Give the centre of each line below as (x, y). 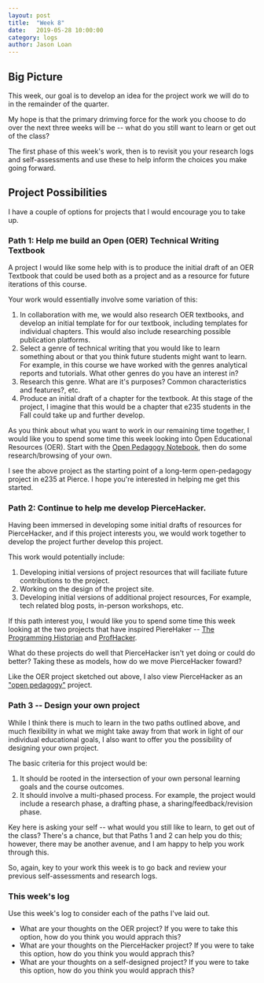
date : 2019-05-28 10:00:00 (56, 30)
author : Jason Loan (40, 45)
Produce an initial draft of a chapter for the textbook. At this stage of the (136, 399)
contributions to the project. (64, 581)
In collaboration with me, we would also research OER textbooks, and (132, 315)
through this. (29, 852)
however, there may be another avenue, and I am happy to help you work (126, 844)
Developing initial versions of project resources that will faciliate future (134, 573)
